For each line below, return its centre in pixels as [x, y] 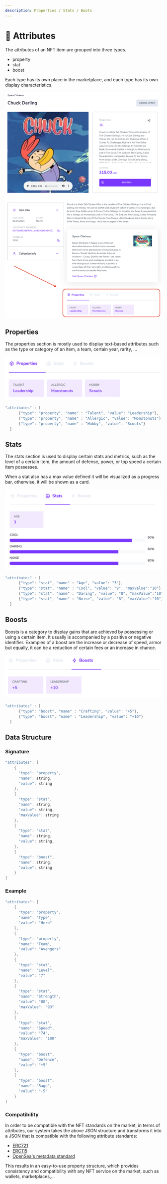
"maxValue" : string [38, 815]
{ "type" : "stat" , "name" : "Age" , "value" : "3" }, [71, 583]
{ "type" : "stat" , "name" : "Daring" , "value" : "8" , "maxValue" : [86, 594]
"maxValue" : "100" [37, 1039]
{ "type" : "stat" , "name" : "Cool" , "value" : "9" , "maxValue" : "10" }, [91, 588]
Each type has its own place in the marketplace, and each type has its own [82, 79]
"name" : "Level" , [36, 970]
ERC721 [20, 1145]
